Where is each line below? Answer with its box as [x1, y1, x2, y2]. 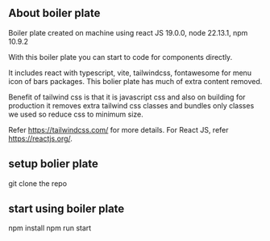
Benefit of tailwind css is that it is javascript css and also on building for [8, 92, 246, 102]
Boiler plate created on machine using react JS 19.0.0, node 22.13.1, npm [8, 27, 248, 37]
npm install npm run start [8, 223, 92, 233]
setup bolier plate [8, 157, 98, 171]
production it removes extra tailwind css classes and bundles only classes [8, 100, 255, 110]
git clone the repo [8, 178, 67, 188]
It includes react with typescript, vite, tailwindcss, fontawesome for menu [8, 68, 252, 78]
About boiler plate [8, 6, 101, 20]
